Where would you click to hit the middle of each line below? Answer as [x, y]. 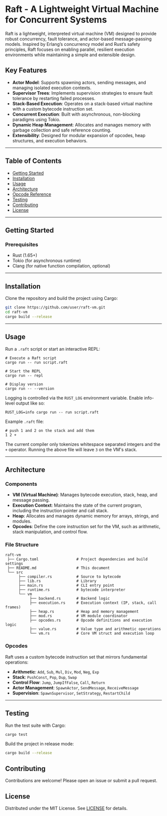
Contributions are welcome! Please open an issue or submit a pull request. [81, 781]
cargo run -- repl [24, 375]
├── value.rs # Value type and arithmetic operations [95, 629]
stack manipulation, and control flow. [50, 532]
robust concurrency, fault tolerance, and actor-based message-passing [79, 39]
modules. [22, 521]
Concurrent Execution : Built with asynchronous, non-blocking [76, 114]
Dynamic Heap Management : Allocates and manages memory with [82, 125]
